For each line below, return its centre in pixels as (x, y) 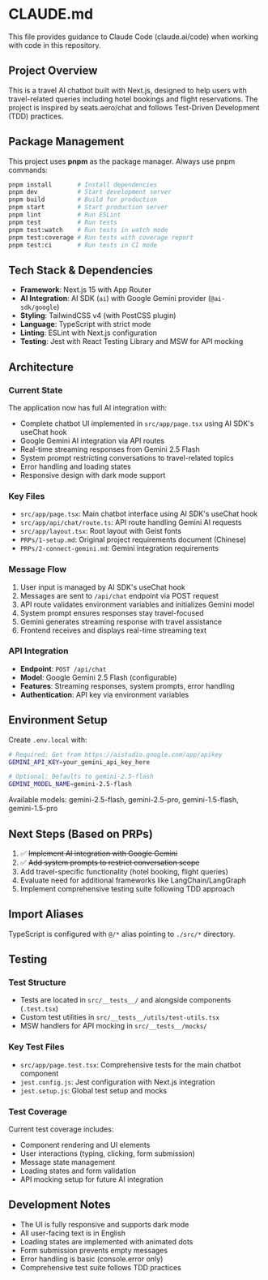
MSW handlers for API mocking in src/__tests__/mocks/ (114, 1026)
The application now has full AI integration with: (88, 407)
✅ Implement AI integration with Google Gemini (99, 853)
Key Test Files (36, 1047)
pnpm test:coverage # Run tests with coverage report (101, 237)
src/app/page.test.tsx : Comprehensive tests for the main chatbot (130, 1064)
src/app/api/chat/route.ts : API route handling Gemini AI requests (131, 522)
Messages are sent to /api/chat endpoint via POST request (119, 595)
